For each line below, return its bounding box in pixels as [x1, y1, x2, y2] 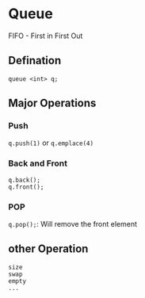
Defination [8, 54, 62, 67]
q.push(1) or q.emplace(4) [8, 138, 93, 147]
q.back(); [8, 176, 41, 184]
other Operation [8, 243, 89, 256]
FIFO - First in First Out [8, 31, 83, 40]
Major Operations [8, 97, 97, 110]
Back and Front [8, 158, 67, 169]
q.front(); [8, 183, 44, 191]
